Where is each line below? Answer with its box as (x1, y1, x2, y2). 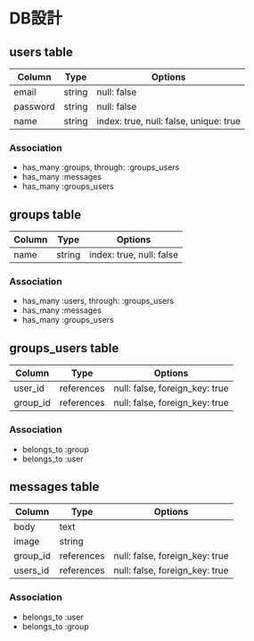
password (13, 100, 55, 113)
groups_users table (9, 341, 119, 356)
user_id (13, 382, 45, 394)
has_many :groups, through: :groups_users (21, 162, 180, 173)
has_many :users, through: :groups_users (21, 296, 175, 307)
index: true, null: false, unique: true (96, 115, 242, 127)
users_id (13, 564, 50, 577)
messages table (9, 479, 100, 494)
